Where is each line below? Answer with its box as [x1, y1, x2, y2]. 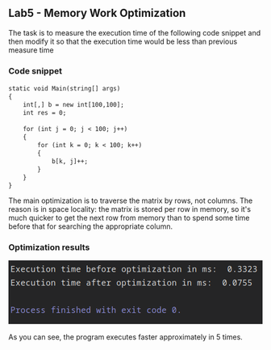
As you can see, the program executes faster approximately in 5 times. [8, 332, 244, 342]
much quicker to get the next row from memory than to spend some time [8, 213, 250, 223]
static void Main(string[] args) [8, 85, 121, 93]
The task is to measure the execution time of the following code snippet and [8, 27, 261, 37]
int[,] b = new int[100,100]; [23, 101, 125, 109]
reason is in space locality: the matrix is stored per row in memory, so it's [8, 205, 252, 214]
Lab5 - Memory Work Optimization [8, 6, 186, 20]
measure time [8, 44, 54, 55]
